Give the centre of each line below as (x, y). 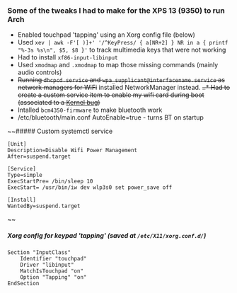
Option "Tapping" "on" (53, 277)
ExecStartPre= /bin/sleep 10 (50, 182)
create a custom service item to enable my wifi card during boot (111, 95)
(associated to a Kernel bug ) (59, 103)
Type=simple (25, 176)
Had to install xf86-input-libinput (68, 57)
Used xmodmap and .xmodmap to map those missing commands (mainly (118, 65)
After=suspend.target (39, 157)
